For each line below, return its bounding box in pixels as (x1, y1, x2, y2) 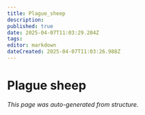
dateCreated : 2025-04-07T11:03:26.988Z (7, 49, 121, 55)
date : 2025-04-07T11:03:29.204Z (7, 29, 99, 36)
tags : (7, 36, 23, 42)
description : (7, 16, 44, 23)
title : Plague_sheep (7, 10, 66, 17)
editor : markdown (7, 42, 57, 49)
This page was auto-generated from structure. (7, 100, 139, 108)
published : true (7, 23, 53, 29)
